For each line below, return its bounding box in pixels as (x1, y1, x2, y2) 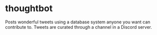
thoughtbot (5, 3, 53, 14)
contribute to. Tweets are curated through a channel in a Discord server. (5, 24, 153, 30)
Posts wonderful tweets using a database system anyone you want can (5, 19, 151, 25)
